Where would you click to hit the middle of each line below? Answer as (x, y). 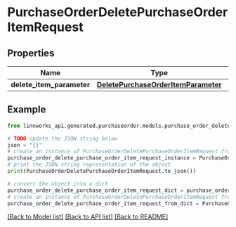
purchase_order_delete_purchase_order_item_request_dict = (96, 190)
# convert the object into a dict (58, 183)
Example (27, 110)
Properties (31, 53)
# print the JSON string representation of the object (89, 165)
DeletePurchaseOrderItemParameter (159, 85)
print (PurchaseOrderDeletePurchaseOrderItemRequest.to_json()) (102, 171)
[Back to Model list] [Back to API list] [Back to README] (88, 217)
